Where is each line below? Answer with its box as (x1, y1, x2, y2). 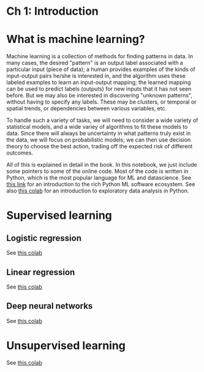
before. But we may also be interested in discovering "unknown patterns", (6, 92, 193, 99)
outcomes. (6, 149, 34, 157)
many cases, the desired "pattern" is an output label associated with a (6, 59, 184, 67)
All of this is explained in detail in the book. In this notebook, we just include (6, 161, 197, 169)
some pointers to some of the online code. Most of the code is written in (6, 167, 189, 175)
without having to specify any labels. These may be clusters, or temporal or (6, 98, 197, 105)
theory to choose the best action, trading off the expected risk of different (6, 143, 193, 150)
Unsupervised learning (6, 338, 126, 352)
